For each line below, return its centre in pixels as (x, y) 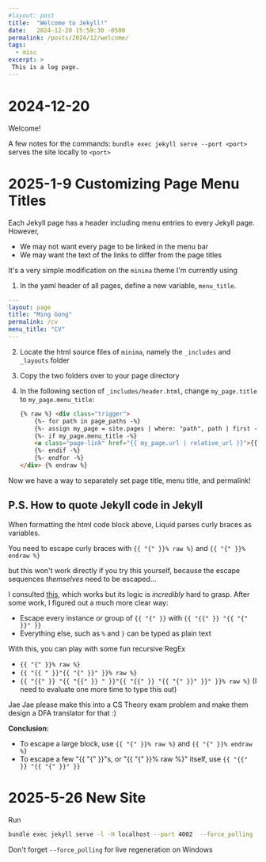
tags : (17, 45)
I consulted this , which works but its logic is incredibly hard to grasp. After (129, 594)
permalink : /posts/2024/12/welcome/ (68, 38)
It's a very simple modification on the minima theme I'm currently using (123, 270)
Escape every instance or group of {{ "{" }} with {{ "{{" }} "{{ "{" (133, 617)
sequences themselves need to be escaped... (82, 579)
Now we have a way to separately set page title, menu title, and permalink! (129, 480)
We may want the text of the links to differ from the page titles (121, 255)
